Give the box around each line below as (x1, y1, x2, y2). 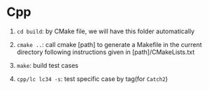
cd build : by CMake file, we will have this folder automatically (16, 27, 195, 35)
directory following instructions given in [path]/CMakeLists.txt (16, 48, 195, 56)
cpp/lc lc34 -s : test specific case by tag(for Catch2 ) (16, 74, 168, 83)
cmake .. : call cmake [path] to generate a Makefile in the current (16, 40, 202, 48)
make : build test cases (16, 61, 78, 69)
